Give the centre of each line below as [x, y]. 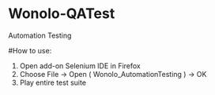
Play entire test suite [53, 82]
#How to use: [30, 50]
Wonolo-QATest [62, 14]
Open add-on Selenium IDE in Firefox [80, 66]
